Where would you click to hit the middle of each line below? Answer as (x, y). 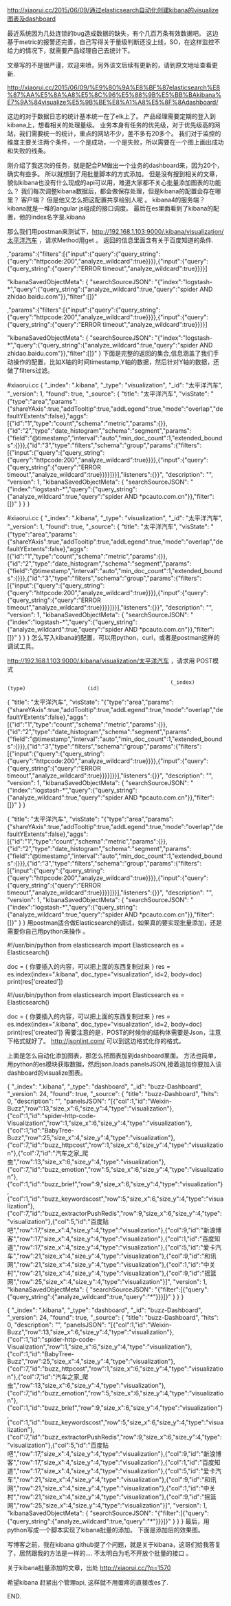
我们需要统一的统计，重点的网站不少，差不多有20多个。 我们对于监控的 (120, 133)
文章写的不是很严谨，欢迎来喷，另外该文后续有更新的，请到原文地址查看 (109, 65)
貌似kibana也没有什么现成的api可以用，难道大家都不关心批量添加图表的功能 (114, 182)
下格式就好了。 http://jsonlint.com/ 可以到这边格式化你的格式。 (96, 1041)
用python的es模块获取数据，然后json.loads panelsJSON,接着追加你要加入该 (114, 1064)
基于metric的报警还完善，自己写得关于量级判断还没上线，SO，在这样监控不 (114, 42)
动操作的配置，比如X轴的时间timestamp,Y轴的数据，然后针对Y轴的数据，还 (113, 362)
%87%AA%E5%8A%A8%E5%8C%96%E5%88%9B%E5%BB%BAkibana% (114, 95)
